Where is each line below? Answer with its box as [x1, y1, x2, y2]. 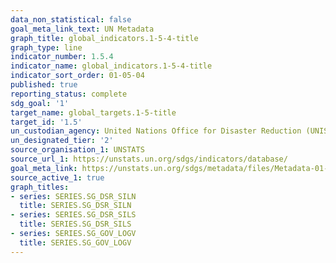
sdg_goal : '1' [10, 98, 70, 108]
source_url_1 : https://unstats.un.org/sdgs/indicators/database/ [10, 154, 288, 164]
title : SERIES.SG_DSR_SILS [19, 219, 132, 230]
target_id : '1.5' [10, 117, 83, 127]
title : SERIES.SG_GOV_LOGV [19, 237, 132, 248]
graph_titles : [10, 182, 70, 192]
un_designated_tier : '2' [10, 136, 114, 146]
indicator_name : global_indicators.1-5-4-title [10, 61, 213, 71]
